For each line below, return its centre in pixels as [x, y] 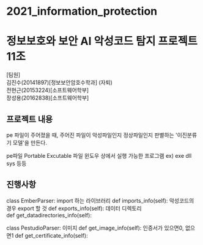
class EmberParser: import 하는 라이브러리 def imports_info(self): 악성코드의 [100, 200]
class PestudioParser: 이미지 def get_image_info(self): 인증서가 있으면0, [95, 228]
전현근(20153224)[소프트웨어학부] [48, 90]
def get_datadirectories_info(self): [49, 215]
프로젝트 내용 [30, 119]
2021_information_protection [82, 11]
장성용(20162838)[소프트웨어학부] [48, 98]
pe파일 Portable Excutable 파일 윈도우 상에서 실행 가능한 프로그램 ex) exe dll [99, 155]
